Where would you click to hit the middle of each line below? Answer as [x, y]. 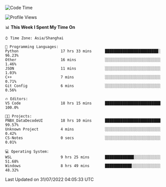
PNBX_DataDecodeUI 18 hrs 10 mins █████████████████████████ [83, 121]
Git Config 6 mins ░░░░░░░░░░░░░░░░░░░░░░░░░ [83, 86]
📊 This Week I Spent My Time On [40, 27]
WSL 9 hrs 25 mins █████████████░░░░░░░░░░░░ [83, 157]
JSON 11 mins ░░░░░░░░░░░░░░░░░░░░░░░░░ [83, 68]
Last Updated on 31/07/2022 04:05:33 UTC [50, 179]
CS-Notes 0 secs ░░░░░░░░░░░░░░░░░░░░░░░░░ [83, 138]
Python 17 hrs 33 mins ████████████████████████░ [83, 51]
